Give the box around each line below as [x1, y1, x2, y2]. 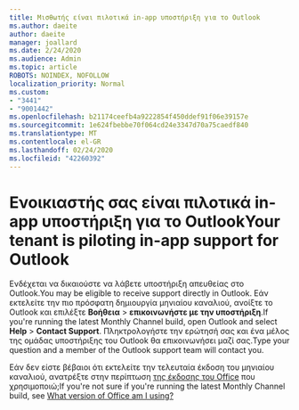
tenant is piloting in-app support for [9, 230, 279, 250]
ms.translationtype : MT [9, 129, 98, 138]
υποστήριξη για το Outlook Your [41, 211, 280, 232]
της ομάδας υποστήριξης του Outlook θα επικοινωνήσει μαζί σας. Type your [9, 335, 290, 346]
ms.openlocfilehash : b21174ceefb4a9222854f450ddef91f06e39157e [9, 112, 249, 121]
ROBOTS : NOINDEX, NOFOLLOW [9, 71, 109, 80]
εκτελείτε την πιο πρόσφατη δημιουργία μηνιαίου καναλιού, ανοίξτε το [9, 298, 273, 308]
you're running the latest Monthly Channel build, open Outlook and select [9, 316, 278, 327]
